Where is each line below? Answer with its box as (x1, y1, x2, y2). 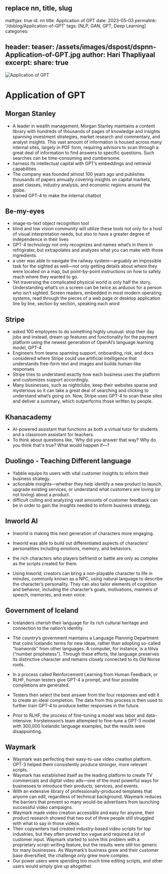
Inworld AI (5, 517, 38, 525)
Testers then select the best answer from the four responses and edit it (12, 692, 159, 698)
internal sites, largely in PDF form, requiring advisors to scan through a (12, 144, 159, 150)
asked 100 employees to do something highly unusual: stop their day (12, 328, 154, 334)
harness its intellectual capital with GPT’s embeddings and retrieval (12, 160, 151, 166)
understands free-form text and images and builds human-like (12, 361, 141, 367)
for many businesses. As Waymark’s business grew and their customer (12, 847, 159, 853)
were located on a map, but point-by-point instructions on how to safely (12, 268, 161, 275)
